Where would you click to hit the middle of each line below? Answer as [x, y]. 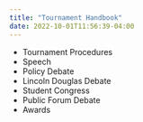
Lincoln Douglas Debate [67, 80]
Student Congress [56, 90]
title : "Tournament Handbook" [66, 18]
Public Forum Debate [61, 99]
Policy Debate [48, 71]
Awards [36, 109]
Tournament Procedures [67, 52]
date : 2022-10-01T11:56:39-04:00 [72, 26]
